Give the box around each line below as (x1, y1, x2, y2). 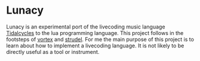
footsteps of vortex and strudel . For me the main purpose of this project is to (6, 36, 194, 43)
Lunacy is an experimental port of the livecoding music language (6, 23, 165, 30)
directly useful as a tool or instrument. (6, 48, 100, 55)
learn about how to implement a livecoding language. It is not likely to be (6, 42, 184, 49)
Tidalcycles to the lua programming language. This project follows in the (6, 29, 184, 36)
